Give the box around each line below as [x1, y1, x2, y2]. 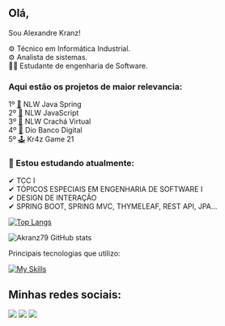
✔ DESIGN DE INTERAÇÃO [8, 193, 97, 203]
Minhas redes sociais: [8, 287, 121, 302]
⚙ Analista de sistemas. [8, 52, 87, 61]
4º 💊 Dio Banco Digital [8, 125, 83, 135]
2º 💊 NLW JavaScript [8, 108, 79, 118]
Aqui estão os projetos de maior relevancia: [8, 81, 183, 92]
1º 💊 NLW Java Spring [8, 99, 83, 109]
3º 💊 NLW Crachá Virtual [8, 116, 91, 126]
